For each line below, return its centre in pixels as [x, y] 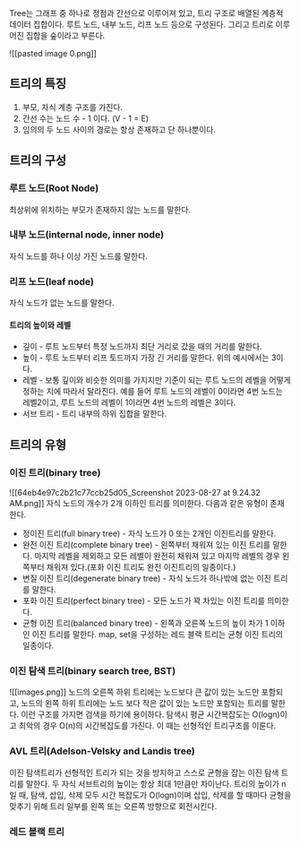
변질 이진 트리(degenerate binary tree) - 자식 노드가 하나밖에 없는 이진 [146, 578]
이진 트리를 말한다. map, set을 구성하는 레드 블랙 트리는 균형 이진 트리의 [158, 634]
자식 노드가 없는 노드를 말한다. [62, 303]
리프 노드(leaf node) [51, 281]
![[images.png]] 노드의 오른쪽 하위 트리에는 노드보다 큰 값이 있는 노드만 [134, 692]
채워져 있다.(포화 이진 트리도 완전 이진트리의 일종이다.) [141, 566]
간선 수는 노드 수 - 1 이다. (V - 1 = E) [86, 118]
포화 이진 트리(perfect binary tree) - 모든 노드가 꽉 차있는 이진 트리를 [144, 600]
